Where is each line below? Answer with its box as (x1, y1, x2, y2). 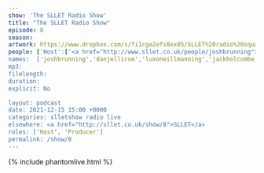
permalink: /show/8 (8, 135, 72, 143)
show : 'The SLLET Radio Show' (8, 11, 108, 20)
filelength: (8, 70, 47, 78)
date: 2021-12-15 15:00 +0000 (8, 106, 108, 114)
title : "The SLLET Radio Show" (8, 19, 111, 27)
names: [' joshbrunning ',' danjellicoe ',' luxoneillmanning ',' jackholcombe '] (8, 56, 262, 64)
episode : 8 (8, 26, 44, 34)
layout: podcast (8, 99, 61, 107)
